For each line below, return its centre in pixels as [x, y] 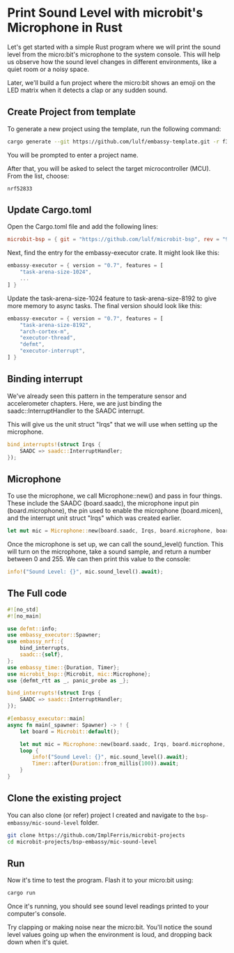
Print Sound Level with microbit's [105, 13]
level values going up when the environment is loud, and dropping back [110, 935]
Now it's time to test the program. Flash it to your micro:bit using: [100, 880]
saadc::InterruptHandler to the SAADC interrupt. [76, 411]
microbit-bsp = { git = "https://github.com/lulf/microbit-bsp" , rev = [113, 239]
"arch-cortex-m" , [45, 331]
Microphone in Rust [65, 28]
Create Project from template [71, 112]
